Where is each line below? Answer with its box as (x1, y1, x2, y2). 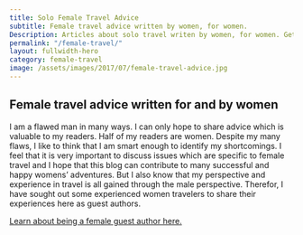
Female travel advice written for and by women (9, 97, 279, 113)
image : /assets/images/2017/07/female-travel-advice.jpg (9, 64, 228, 73)
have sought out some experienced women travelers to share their (9, 188, 257, 199)
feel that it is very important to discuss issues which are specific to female (9, 150, 285, 161)
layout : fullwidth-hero (9, 47, 99, 56)
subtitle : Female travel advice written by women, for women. (9, 22, 248, 31)
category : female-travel (9, 55, 103, 64)
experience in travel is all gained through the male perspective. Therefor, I (9, 178, 284, 190)
